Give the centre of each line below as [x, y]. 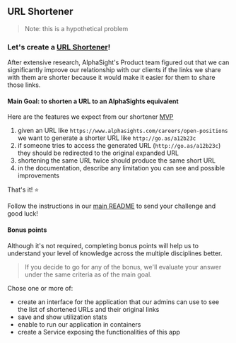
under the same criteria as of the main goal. [88, 274]
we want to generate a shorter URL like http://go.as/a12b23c [107, 138]
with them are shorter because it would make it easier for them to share [111, 78]
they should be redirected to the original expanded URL [98, 153]
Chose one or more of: [40, 288]
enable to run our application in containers [79, 324]
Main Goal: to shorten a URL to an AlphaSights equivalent [93, 101]
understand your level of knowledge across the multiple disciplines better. [115, 253]
